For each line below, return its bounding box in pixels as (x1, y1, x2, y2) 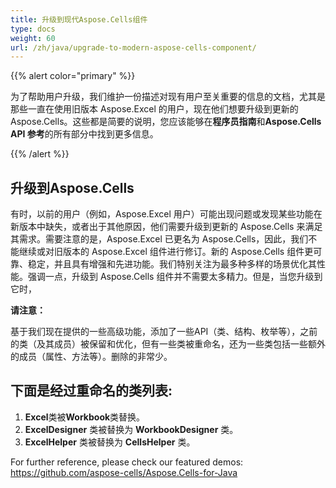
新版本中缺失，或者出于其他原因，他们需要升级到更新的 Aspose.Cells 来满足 (10, 221, 323, 233)
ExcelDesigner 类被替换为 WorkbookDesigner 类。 (24, 423, 239, 435)
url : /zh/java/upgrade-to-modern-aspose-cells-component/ (10, 42, 257, 53)
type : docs (10, 24, 56, 34)
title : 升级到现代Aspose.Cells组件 (10, 14, 148, 25)
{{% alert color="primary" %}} (10, 70, 136, 82)
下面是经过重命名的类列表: (10, 382, 173, 400)
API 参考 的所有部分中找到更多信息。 (10, 128, 159, 140)
